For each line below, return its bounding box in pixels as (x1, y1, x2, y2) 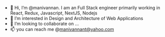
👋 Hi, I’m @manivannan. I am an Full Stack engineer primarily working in (10, 5, 160, 10)
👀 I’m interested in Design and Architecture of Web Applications (10, 15, 144, 21)
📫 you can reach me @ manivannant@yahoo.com (10, 26, 114, 32)
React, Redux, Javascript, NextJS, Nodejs (10, 10, 97, 16)
